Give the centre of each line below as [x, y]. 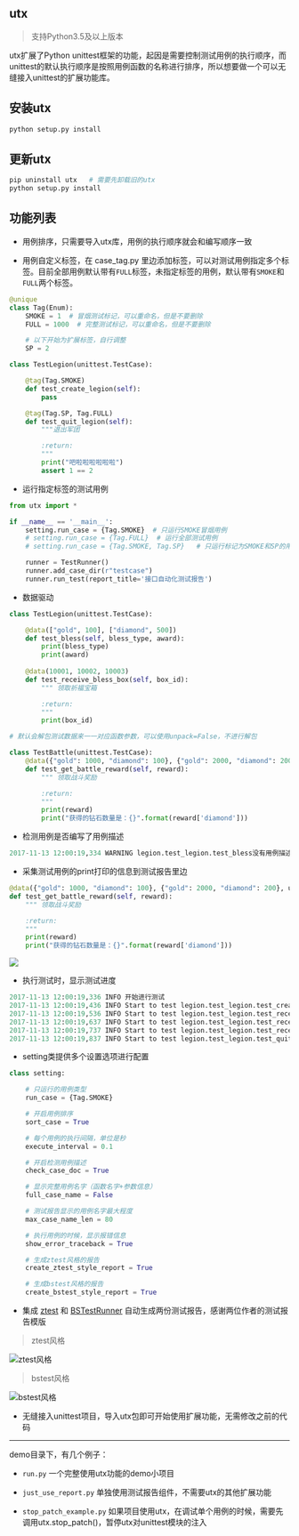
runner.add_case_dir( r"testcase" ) [89, 571]
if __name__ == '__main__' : [61, 522]
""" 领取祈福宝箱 [69, 688]
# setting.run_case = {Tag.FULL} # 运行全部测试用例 [121, 538]
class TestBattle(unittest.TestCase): [81, 753]
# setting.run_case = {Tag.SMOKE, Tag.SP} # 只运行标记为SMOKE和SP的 [156, 547]
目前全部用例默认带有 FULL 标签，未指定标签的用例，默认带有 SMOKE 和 [161, 271]
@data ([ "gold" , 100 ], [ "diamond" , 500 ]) [101, 630]
